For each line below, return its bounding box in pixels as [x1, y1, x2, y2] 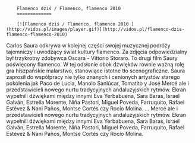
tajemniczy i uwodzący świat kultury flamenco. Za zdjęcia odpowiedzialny [6, 48, 188, 55]
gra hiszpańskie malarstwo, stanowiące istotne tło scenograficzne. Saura [6, 67, 185, 74]
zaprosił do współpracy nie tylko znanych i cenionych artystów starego [6, 74, 180, 80]
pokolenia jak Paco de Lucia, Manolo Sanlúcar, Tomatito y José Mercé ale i [6, 80, 189, 87]
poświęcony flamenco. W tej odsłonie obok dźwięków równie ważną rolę [6, 61, 184, 68]
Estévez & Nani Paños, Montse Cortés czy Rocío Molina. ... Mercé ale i [6, 105, 178, 112]
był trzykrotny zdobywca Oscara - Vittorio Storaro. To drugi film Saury [6, 55, 178, 62]
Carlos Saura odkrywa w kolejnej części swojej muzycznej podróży [6, 42, 171, 49]
